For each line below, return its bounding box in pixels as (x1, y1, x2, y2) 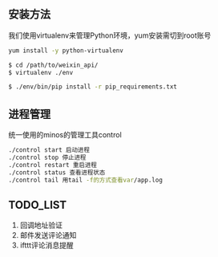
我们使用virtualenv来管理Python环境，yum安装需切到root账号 (8, 31, 212, 40)
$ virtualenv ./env (8, 68, 74, 76)
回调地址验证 (19, 220, 63, 230)
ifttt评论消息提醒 (19, 240, 74, 251)
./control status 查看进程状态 (8, 168, 106, 177)
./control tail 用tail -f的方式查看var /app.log (8, 176, 163, 184)
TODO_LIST (8, 198, 67, 211)
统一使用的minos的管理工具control (8, 130, 122, 140)
